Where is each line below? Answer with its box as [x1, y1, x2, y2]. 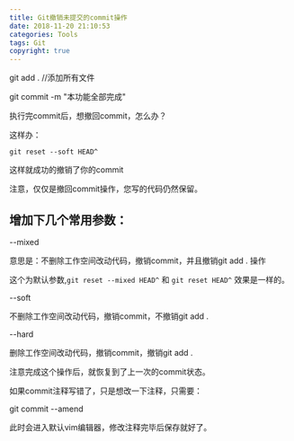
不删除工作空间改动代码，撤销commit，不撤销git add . [9, 311, 209, 322]
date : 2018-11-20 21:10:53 [9, 22, 111, 31]
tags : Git [9, 38, 47, 48]
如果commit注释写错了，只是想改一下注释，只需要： [9, 385, 202, 396]
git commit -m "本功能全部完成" [9, 92, 127, 102]
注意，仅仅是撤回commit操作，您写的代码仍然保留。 [9, 183, 202, 194]
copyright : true [9, 47, 70, 56]
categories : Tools [9, 30, 78, 39]
